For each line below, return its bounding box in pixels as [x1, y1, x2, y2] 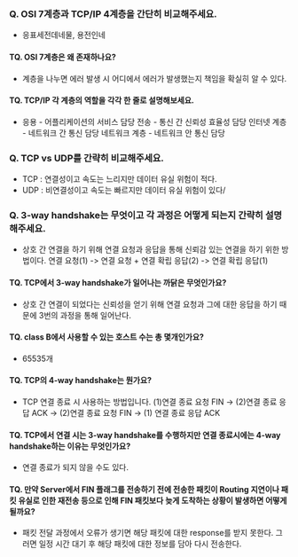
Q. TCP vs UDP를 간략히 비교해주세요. [9, 152, 164, 164]
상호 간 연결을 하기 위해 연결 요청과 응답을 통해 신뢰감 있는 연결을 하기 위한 [21, 244, 280, 255]
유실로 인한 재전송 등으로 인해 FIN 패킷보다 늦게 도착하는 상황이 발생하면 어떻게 [18, 495, 287, 506]
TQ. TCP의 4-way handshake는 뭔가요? [9, 375, 153, 386]
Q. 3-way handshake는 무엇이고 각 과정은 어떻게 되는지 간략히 [9, 208, 263, 221]
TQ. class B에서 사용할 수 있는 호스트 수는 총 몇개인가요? [9, 332, 204, 342]
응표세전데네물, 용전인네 [21, 29, 106, 41]
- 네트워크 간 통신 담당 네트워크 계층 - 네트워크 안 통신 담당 [21, 127, 226, 138]
